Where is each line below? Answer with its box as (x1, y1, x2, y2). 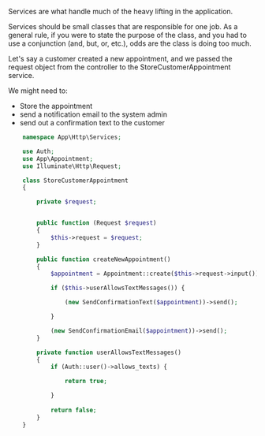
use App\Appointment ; (22, 155, 93, 162)
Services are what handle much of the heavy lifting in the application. (8, 7, 233, 16)
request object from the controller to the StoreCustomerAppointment (8, 62, 231, 72)
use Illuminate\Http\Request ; (22, 162, 122, 170)
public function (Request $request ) (36, 219, 157, 227)
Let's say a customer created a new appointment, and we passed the (8, 54, 233, 63)
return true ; (64, 378, 108, 386)
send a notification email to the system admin (19, 110, 168, 119)
